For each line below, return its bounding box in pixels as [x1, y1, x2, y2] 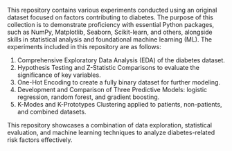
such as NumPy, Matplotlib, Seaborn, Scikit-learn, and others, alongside [7, 28, 213, 36]
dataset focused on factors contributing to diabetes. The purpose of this [7, 13, 213, 21]
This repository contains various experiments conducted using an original [7, 6, 217, 14]
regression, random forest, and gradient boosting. [17, 93, 160, 101]
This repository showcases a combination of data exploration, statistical [7, 121, 213, 129]
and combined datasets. [17, 107, 87, 116]
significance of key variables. [17, 71, 102, 79]
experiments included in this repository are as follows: [7, 43, 161, 51]
